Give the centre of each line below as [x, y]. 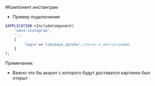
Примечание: [19, 63]
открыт [20, 78]
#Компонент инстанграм [32, 7]
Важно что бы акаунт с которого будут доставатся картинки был [81, 73]
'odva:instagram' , [33, 30]
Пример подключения [36, 17]
